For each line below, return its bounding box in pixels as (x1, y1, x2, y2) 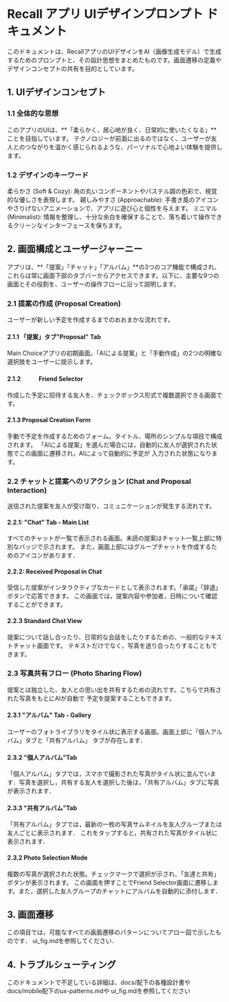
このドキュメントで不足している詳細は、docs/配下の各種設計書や (7, 978, 191, 987)
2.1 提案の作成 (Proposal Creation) (7, 299, 121, 308)
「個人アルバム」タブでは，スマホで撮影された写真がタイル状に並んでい (7, 770, 211, 778)
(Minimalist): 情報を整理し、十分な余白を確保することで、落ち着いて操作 (7, 212, 211, 221)
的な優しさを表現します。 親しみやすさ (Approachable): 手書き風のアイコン (7, 195, 219, 204)
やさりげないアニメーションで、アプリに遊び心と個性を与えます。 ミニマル (7, 204, 217, 212)
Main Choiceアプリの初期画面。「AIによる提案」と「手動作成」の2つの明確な (7, 349, 223, 357)
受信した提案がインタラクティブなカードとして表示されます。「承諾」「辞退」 (7, 583, 222, 591)
